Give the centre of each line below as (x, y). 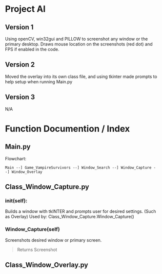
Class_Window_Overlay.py (47, 265)
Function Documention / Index (68, 129)
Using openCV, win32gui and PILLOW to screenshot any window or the (76, 39)
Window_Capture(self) (32, 229)
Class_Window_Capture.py (47, 187)
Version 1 (19, 27)
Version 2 (20, 65)
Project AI (25, 9)
